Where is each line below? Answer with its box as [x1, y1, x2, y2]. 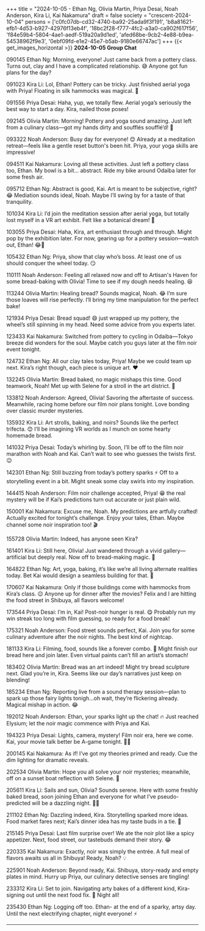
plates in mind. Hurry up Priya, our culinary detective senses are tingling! [6, 873, 190, 880]
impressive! [6, 149, 35, 156]
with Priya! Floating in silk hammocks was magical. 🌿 [6, 87, 139, 94]
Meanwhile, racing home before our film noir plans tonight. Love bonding [6, 401, 190, 408]
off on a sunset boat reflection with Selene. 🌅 [6, 775, 120, 782]
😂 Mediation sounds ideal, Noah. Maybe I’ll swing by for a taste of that [6, 192, 185, 199]
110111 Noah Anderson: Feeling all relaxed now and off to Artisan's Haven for [6, 271, 198, 278]
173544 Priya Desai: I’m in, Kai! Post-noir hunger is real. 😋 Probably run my [6, 608, 196, 616]
